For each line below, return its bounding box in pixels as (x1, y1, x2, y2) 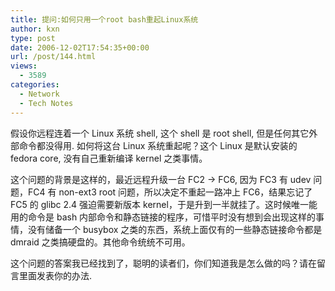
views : (10, 61, 38, 71)
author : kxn (10, 24, 60, 34)
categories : (10, 80, 60, 90)
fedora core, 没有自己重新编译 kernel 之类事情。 (10, 152, 208, 164)
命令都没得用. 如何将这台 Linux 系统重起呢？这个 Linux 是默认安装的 (18, 139, 298, 151)
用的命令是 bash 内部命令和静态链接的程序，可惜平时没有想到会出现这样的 (10, 211, 317, 223)
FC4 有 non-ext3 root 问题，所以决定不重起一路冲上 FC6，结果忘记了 (27, 186, 313, 198)
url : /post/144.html (10, 52, 97, 62)
